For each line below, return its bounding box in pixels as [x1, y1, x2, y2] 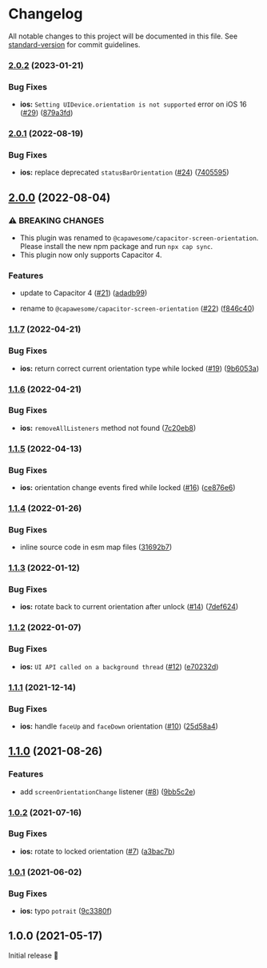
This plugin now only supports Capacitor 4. [19, 250, 162, 260]
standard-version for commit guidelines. [8, 39, 141, 49]
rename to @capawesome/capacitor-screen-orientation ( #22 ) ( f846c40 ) [19, 303, 255, 313]
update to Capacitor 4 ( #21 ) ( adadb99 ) [19, 288, 148, 298]
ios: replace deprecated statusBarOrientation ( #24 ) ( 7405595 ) [19, 167, 229, 177]
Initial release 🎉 [8, 950, 59, 960]
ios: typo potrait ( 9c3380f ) [19, 906, 113, 916]
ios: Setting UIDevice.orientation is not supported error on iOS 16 [19, 99, 248, 109]
